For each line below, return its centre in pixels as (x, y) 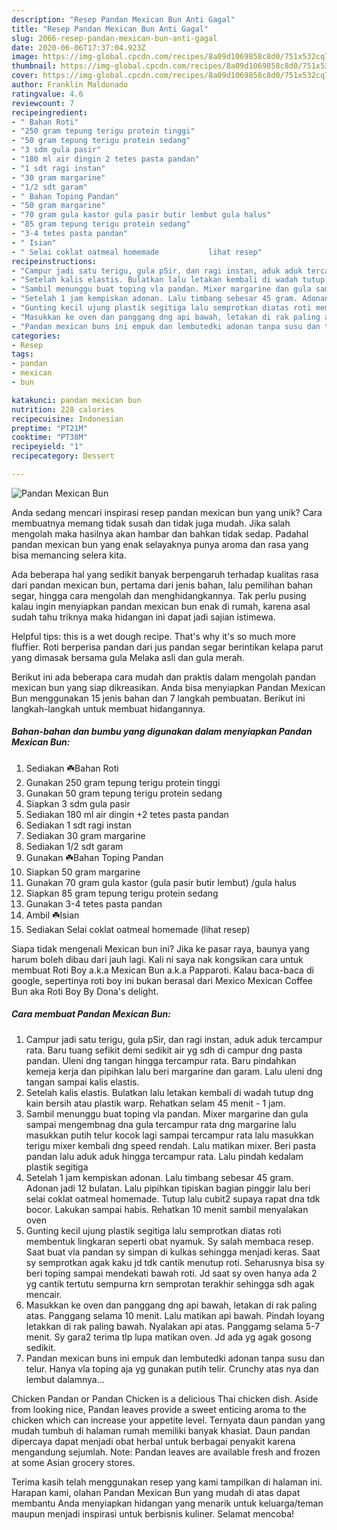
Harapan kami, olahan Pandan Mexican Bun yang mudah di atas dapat (156, 1492)
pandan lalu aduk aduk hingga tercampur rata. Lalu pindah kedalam (164, 1156)
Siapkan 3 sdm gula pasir (78, 803)
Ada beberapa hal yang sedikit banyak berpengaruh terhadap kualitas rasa (165, 574)
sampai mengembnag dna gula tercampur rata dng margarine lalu (161, 1124)
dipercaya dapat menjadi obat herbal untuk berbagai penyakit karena (153, 1441)
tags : (22, 354)
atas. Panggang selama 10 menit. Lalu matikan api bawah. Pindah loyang (175, 1315)
